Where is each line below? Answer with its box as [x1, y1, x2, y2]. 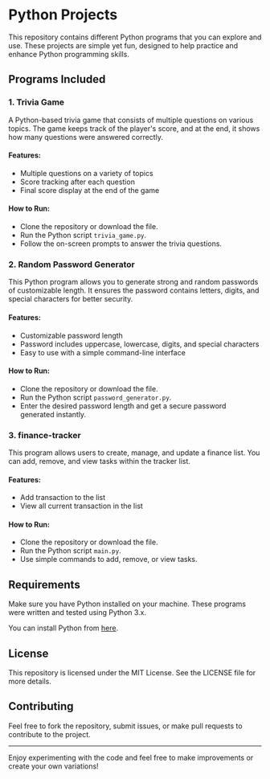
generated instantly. [19, 409, 87, 419]
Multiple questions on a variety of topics [19, 168, 154, 178]
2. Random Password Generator [8, 259, 135, 270]
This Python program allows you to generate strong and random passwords [8, 277, 259, 287]
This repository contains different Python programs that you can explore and [8, 32, 262, 42]
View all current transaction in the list [19, 501, 143, 511]
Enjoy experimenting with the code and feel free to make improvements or [8, 752, 254, 762]
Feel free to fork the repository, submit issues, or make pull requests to [8, 721, 243, 731]
